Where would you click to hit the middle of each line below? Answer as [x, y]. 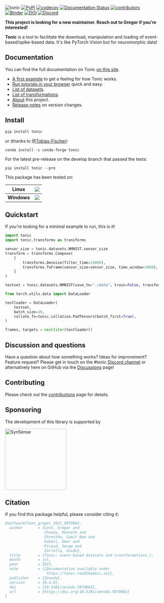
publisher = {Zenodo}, [36, 578]
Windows [19, 197]
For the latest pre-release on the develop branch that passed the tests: [76, 159]
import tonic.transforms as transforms [46, 240]
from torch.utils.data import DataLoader [48, 294]
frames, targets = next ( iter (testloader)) [49, 330]
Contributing [25, 383]
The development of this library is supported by [53, 422]
